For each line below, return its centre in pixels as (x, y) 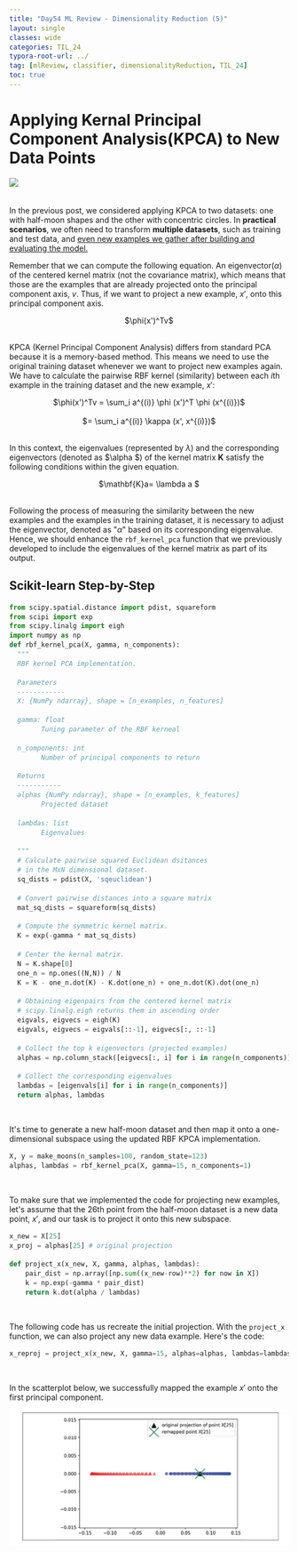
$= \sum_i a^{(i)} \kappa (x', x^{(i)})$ (149, 421)
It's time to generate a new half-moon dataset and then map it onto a (135, 1129)
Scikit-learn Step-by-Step (82, 586)
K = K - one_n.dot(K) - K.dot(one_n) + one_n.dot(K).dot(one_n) (138, 983)
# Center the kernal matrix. (71, 954)
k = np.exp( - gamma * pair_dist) (85, 1283)
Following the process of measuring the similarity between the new (132, 511)
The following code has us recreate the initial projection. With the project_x (147, 1326)
